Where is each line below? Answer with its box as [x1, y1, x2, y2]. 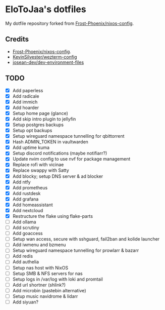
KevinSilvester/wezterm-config [12, 54, 77, 60]
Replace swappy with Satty [12, 167, 69, 173]
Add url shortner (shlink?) [12, 282, 66, 288]
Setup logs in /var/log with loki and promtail [12, 276, 103, 282]
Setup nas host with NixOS [12, 264, 69, 270]
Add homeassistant [12, 202, 53, 208]
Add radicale [12, 93, 39, 99]
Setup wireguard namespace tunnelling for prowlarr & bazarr [12, 247, 139, 254]
